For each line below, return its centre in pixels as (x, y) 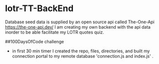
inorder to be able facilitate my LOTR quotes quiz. (55, 32)
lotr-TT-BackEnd (39, 8)
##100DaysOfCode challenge (35, 41)
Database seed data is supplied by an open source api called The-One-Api (80, 22)
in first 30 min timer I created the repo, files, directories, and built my (81, 51)
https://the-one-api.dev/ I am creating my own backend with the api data (78, 27)
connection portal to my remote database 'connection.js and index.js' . (83, 56)
